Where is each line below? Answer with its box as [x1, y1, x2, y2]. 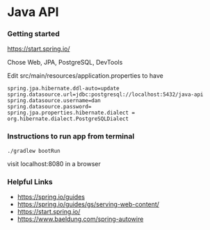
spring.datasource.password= [7, 104, 92, 110]
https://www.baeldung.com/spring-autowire [17, 215, 144, 223]
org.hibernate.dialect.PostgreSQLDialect [7, 115, 129, 122]
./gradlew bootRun [7, 147, 60, 154]
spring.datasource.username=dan [7, 97, 101, 104]
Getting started [7, 29, 60, 39]
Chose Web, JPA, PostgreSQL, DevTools [7, 58, 123, 67]
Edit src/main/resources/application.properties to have [7, 72, 163, 80]
